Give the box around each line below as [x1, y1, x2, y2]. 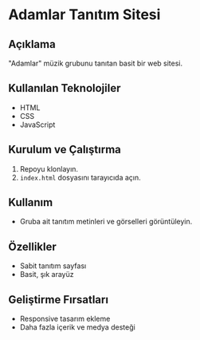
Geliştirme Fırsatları [8, 293, 109, 306]
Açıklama [8, 38, 56, 51]
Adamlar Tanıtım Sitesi [8, 6, 161, 24]
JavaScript [19, 120, 56, 129]
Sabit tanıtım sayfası [19, 261, 87, 271]
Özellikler [8, 239, 57, 253]
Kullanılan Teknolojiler [8, 81, 121, 95]
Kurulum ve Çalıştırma [8, 143, 122, 156]
